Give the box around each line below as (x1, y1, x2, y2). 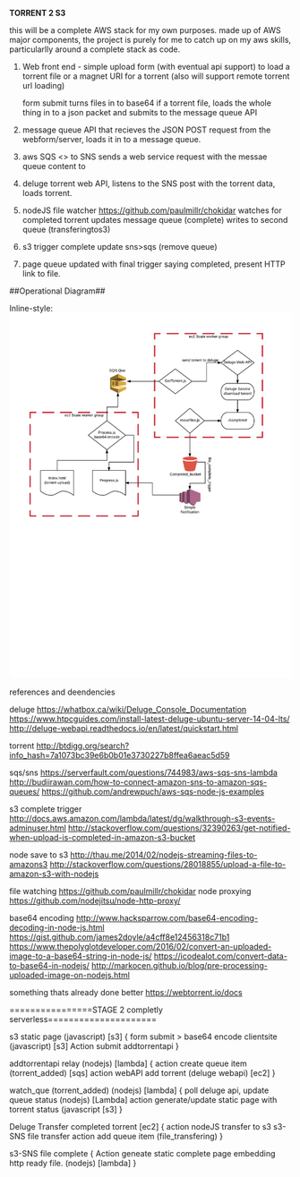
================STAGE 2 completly (9, 1004, 164, 1015)
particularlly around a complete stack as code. (9, 44, 181, 55)
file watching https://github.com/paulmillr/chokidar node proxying (9, 886, 252, 897)
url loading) (21, 81, 65, 90)
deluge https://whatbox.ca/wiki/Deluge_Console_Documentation (9, 704, 247, 715)
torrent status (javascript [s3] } (9, 1105, 124, 1115)
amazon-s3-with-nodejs (9, 868, 99, 880)
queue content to (21, 161, 87, 171)
